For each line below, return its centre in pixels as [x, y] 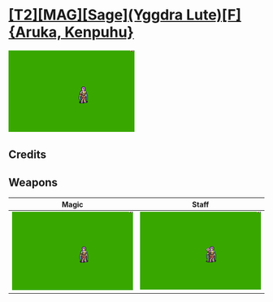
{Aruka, [35, 32]
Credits [28, 155]
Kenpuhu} [99, 32]
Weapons [33, 182]
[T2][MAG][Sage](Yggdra [96, 15]
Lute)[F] [214, 15]
